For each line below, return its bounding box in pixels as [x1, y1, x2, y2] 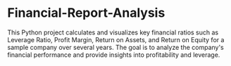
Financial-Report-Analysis [7, 5, 166, 21]
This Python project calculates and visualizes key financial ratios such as [7, 28, 219, 37]
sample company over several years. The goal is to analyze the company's [7, 43, 224, 51]
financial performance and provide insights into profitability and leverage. [7, 51, 220, 59]
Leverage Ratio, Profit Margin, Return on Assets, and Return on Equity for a [7, 35, 225, 44]
